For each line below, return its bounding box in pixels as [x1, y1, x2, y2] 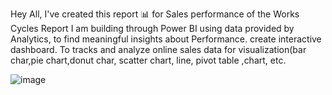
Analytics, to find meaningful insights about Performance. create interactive [10, 33, 322, 45]
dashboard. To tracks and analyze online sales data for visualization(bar [10, 44, 307, 55]
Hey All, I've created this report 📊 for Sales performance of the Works [10, 8, 300, 20]
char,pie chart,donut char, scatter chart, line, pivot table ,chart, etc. [10, 54, 287, 66]
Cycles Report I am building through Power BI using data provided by [10, 23, 295, 34]
